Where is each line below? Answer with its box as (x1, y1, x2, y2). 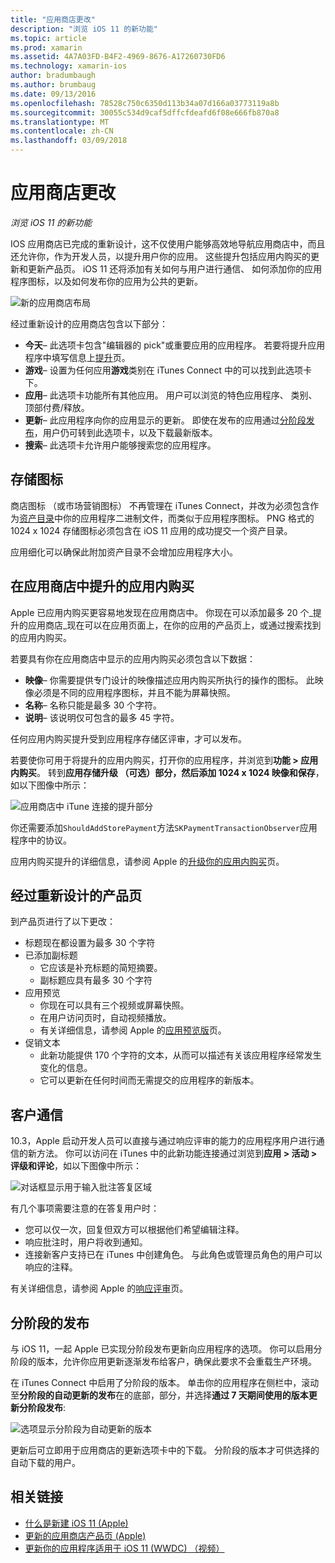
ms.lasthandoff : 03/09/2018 (10, 136, 128, 146)
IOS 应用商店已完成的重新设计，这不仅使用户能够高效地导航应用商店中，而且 (10, 237, 326, 250)
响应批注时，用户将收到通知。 (24, 1236, 148, 1248)
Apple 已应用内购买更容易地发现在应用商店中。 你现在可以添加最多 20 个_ (10, 606, 313, 618)
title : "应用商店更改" (10, 14, 96, 25)
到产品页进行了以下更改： (10, 916, 116, 928)
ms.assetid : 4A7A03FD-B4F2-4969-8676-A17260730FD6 (10, 52, 226, 62)
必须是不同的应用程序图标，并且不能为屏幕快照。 (33, 686, 236, 698)
